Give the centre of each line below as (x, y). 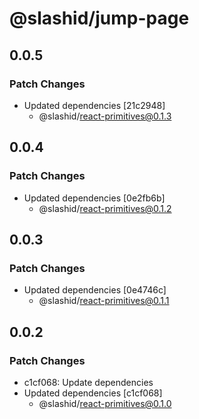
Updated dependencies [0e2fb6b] (94, 198)
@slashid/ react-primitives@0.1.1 (104, 301)
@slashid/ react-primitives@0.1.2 (105, 208)
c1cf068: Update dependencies (88, 382)
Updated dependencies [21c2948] (94, 105)
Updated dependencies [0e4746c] (95, 290)
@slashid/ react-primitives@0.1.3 (105, 116)
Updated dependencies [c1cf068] (93, 393)
